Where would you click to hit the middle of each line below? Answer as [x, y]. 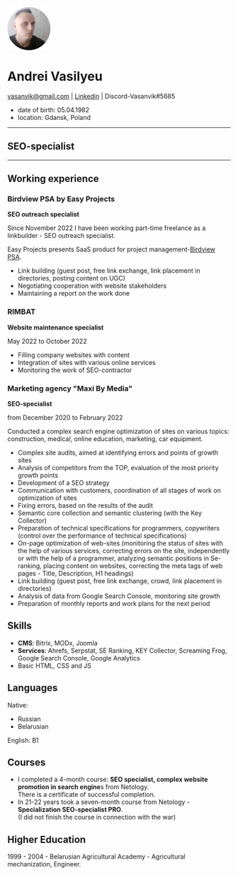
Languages [33, 688]
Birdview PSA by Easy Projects [61, 199]
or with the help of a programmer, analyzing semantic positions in [113, 558]
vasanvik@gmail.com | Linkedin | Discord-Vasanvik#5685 [91, 96]
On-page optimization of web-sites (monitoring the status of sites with [120, 543]
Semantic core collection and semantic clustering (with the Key [109, 513]
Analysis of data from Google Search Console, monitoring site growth [119, 596]
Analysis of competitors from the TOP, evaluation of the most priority [118, 468]
